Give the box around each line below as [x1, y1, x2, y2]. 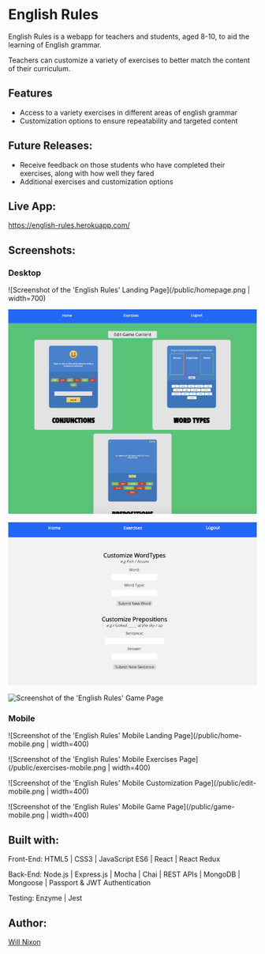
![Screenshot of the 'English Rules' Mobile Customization [8, 779, 193, 788]
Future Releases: [8, 139, 93, 153]
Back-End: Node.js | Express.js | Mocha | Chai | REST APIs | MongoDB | [8, 869, 241, 879]
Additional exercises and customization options [19, 176, 174, 187]
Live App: [8, 199, 57, 213]
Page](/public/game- [166, 802, 235, 812]
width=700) [8, 294, 47, 304]
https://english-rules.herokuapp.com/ [8, 221, 130, 230]
